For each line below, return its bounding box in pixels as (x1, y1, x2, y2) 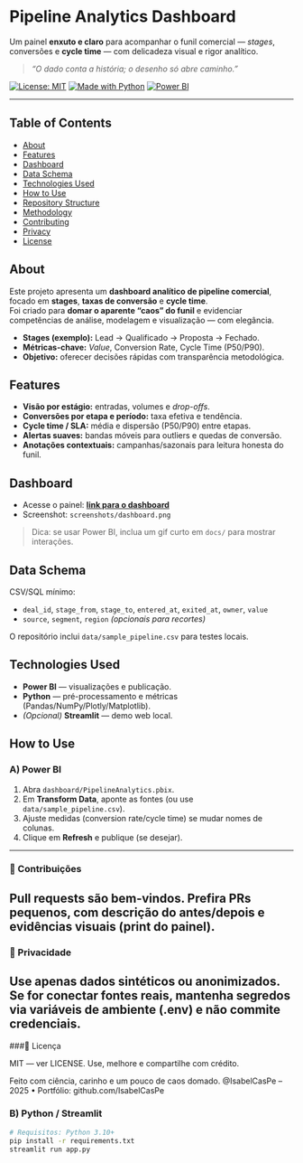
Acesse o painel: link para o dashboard (22, 500, 170, 511)
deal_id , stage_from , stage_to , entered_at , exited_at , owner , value (22, 604, 269, 614)
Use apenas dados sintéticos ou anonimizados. (9, 974, 280, 989)
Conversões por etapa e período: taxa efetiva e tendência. (22, 411, 243, 422)
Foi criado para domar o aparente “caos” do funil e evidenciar (9, 305, 243, 315)
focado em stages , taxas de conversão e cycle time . (9, 295, 208, 306)
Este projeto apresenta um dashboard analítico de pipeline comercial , (9, 286, 272, 296)
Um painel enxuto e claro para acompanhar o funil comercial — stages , (9, 36, 275, 47)
